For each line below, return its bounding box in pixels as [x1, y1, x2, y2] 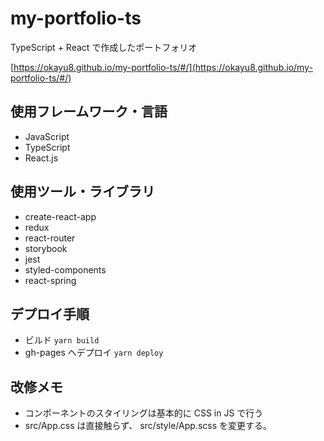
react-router [24, 232, 76, 244]
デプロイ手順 [10, 305, 90, 322]
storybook [24, 242, 68, 254]
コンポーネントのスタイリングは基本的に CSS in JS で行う [24, 407, 264, 419]
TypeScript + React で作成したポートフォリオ [10, 41, 198, 53]
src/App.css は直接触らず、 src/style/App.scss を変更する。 [24, 420, 273, 432]
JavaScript [24, 130, 70, 142]
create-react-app [24, 210, 97, 222]
